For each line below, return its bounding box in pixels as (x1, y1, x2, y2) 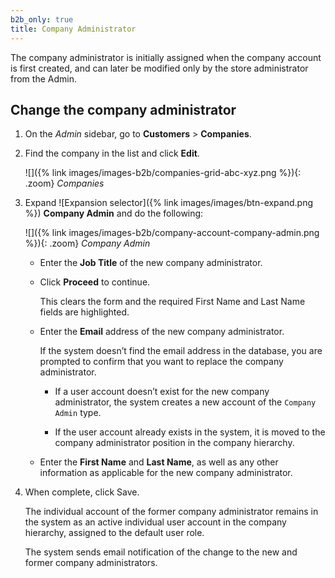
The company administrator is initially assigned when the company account (10, 51, 322, 63)
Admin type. (54, 407, 102, 419)
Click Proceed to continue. (39, 276, 151, 288)
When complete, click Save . (24, 486, 140, 498)
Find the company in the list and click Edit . (24, 147, 200, 160)
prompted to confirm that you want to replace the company (39, 356, 284, 368)
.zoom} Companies (24, 177, 105, 190)
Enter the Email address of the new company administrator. (39, 326, 285, 338)
